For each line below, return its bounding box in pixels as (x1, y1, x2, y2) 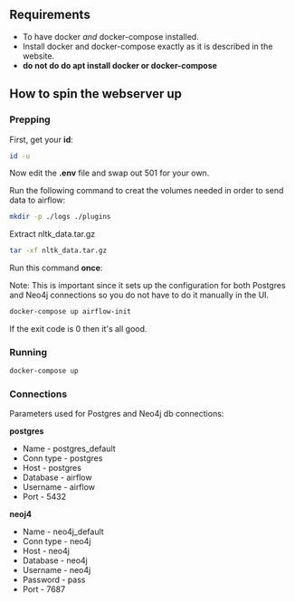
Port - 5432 (22, 492, 66, 503)
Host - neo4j (22, 546, 71, 557)
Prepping (9, 113, 52, 126)
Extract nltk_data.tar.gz (9, 229, 96, 240)
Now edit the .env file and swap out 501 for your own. (9, 167, 210, 179)
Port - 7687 (22, 584, 66, 595)
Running (9, 345, 48, 358)
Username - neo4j (22, 565, 91, 576)
